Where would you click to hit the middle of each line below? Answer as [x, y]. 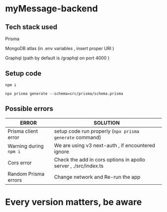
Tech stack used [31, 27]
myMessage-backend [51, 9]
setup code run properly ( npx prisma [97, 131]
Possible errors [29, 109]
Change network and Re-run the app [97, 177]
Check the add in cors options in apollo [100, 159]
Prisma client [23, 131]
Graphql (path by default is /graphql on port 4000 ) [57, 58]
